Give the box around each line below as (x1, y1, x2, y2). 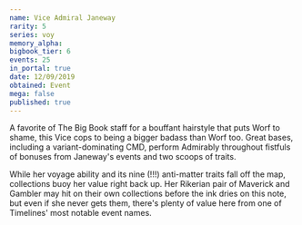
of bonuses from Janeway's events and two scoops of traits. (9, 152, 237, 162)
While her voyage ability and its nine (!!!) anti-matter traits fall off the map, (9, 169, 287, 180)
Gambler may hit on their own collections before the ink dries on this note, (9, 188, 287, 200)
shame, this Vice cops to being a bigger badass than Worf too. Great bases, (9, 132, 294, 143)
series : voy (9, 30, 55, 39)
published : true (9, 97, 71, 107)
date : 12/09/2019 (9, 73, 75, 82)
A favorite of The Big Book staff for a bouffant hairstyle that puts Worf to (9, 122, 280, 133)
